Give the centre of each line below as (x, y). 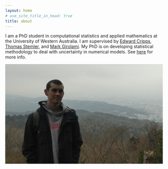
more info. (16, 57)
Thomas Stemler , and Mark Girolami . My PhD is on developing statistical (79, 46)
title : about (19, 21)
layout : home (19, 10)
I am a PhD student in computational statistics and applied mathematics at (81, 36)
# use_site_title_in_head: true (39, 16)
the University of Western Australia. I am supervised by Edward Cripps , (78, 41)
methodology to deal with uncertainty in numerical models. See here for (79, 52)
